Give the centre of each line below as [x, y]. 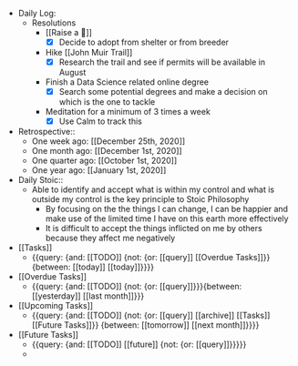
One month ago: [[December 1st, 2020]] [107, 151]
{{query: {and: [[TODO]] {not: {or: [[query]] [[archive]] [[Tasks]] [151, 315]
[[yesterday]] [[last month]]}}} [88, 296]
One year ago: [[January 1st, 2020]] [99, 170]
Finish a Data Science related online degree [127, 82]
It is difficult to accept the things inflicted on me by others [154, 229]
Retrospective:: [46, 132]
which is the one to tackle [107, 102]
